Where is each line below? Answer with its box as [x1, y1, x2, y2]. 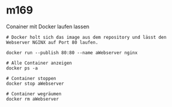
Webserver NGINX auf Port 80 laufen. [6, 39, 99, 45]
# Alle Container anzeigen [6, 60, 72, 66]
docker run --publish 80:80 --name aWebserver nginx [6, 49, 138, 56]
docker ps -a [6, 65, 38, 71]
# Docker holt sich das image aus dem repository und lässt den [6, 34, 167, 40]
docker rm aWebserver [6, 96, 59, 102]
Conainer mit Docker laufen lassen [6, 23, 90, 30]
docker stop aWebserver [6, 81, 65, 86]
